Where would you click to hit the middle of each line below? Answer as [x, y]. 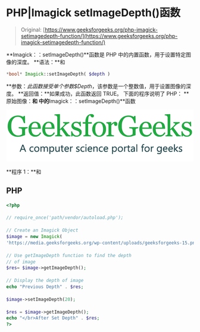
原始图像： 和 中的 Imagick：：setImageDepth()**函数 [71, 101]
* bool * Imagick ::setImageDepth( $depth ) [58, 74]
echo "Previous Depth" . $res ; [45, 287]
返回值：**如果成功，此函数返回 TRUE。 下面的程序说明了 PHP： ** [106, 93]
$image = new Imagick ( [34, 237]
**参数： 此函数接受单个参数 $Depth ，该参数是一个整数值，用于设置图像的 [96, 86]
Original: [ [33, 29]
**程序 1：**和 [24, 171]
